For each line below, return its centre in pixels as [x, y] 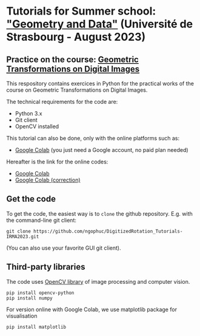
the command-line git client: [42, 220]
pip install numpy [29, 298]
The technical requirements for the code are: [62, 102]
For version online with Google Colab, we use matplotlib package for [92, 309]
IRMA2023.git [23, 236]
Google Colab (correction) [48, 180]
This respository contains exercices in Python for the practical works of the [100, 84]
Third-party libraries [46, 267]
